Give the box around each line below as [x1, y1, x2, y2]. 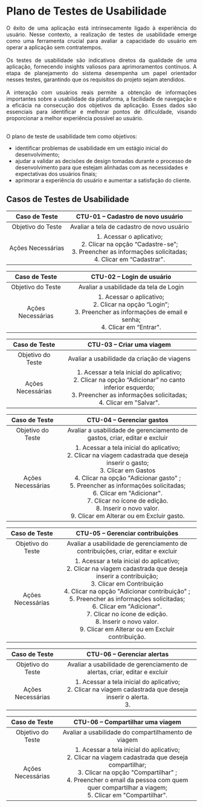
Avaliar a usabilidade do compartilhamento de [62, 728, 192, 736]
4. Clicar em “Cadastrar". [94, 255, 166, 263]
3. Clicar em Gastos [99, 466, 156, 474]
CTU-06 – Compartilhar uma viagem [73, 717, 181, 726]
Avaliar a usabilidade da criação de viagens [68, 354, 191, 363]
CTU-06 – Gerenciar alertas [86, 650, 169, 658]
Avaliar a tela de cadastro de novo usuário [70, 223, 189, 231]
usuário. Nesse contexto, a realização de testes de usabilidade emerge [6, 30, 197, 38]
